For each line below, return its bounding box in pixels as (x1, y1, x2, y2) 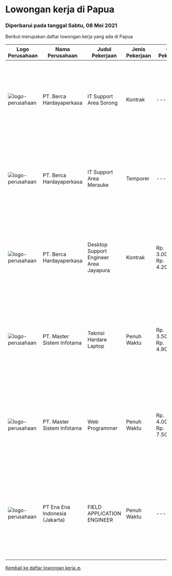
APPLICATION (87, 510, 121, 517)
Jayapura (87, 267, 110, 274)
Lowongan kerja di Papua (5, 4, 115, 15)
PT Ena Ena (42, 504, 71, 511)
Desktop (87, 241, 108, 248)
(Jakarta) (42, 516, 65, 524)
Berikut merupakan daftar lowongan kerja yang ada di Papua (5, 33, 133, 40)
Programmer (87, 425, 118, 432)
